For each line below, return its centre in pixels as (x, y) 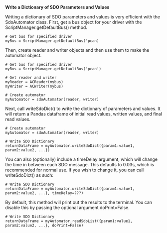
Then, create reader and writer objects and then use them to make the (77, 50)
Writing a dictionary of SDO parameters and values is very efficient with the (83, 17)
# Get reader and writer (31, 78)
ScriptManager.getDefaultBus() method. (46, 27)
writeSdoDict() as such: (29, 175)
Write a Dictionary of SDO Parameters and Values (57, 7)
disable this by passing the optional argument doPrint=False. (67, 208)
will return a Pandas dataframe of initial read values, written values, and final (84, 114)
